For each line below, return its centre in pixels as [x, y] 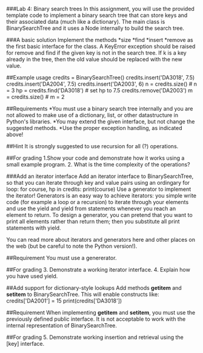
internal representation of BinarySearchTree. [62, 325]
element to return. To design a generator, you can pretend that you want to [99, 215]
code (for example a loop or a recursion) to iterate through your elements [98, 202]
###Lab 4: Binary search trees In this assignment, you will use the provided [101, 9]
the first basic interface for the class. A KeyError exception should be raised [101, 46]
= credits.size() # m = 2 [35, 97]
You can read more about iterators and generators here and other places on [101, 240]
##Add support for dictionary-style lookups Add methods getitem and [94, 288]
